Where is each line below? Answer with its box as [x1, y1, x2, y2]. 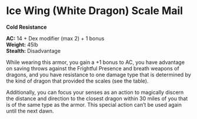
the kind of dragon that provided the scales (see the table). [6, 77, 149, 84]
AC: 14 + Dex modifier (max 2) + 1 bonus [6, 35, 105, 42]
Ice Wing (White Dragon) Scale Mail [6, 4, 183, 18]
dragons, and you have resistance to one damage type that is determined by [6, 71, 191, 78]
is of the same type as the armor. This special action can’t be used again [6, 101, 182, 108]
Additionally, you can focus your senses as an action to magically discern [6, 89, 184, 96]
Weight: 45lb [6, 41, 38, 48]
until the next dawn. [6, 107, 54, 114]
